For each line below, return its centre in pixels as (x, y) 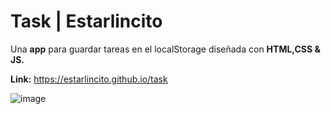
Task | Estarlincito (86, 21)
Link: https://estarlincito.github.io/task (89, 79)
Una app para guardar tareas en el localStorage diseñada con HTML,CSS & (165, 49)
